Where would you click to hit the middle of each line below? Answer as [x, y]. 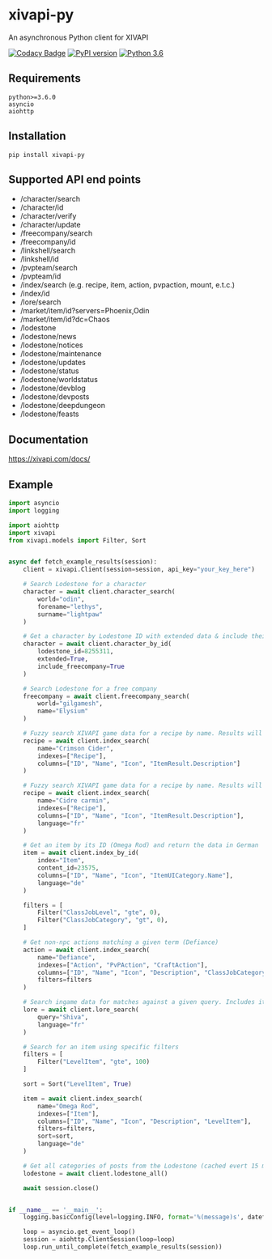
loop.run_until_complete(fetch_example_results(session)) [123, 1247]
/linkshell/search [48, 251]
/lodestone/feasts [49, 414]
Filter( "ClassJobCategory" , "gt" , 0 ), [103, 921]
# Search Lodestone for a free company [90, 689]
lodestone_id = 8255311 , [76, 652]
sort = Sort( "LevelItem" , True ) [77, 1084]
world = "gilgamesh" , [70, 704]
